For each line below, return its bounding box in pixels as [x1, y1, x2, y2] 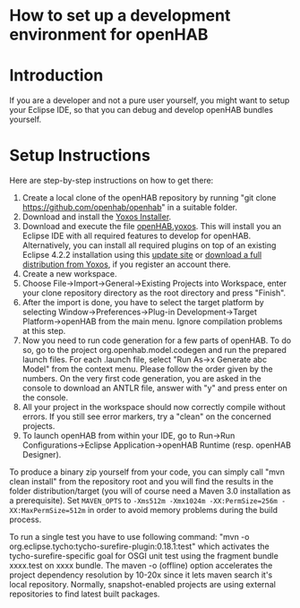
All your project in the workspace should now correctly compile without [21, 402, 287, 413]
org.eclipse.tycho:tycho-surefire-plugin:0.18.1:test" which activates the [9, 541, 270, 552]
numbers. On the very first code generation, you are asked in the [21, 373, 261, 384]
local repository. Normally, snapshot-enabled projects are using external [9, 579, 276, 590]
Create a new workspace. [21, 269, 118, 279]
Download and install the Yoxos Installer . [21, 211, 172, 222]
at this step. [21, 326, 66, 337]
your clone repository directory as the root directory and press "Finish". [21, 287, 287, 298]
